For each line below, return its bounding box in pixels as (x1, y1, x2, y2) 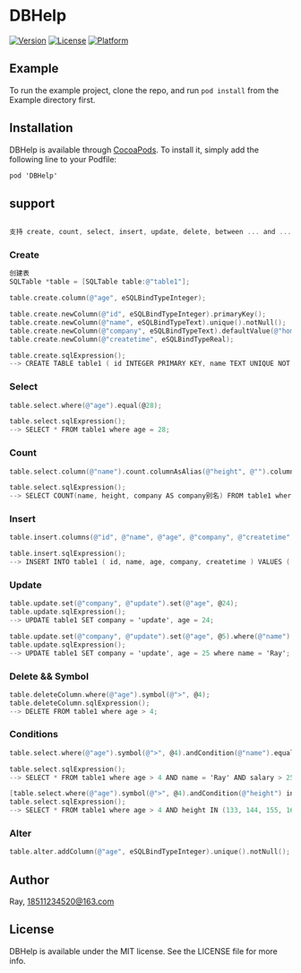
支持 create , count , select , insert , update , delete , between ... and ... (9, 228, 292, 237)
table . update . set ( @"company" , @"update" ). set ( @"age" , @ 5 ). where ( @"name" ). (9, 631, 295, 641)
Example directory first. (9, 94, 96, 105)
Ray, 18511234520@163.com (9, 896, 115, 907)
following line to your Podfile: (9, 153, 117, 164)
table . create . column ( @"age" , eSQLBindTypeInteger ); (9, 293, 206, 303)
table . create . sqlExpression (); (9, 351, 126, 360)
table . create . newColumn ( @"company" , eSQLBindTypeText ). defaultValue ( (9, 326, 275, 335)
